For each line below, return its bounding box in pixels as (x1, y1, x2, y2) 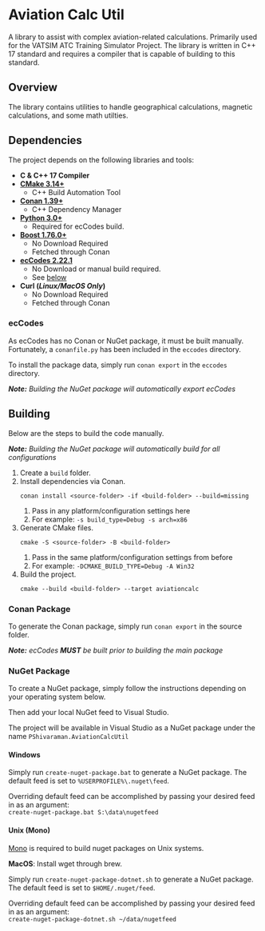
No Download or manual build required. (31, 264, 161, 274)
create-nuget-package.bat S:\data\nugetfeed (8, 809, 159, 817)
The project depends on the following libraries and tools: (8, 154, 194, 165)
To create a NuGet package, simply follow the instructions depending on (8, 684, 247, 693)
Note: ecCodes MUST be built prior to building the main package (8, 645, 223, 655)
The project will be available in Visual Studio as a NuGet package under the (8, 723, 255, 733)
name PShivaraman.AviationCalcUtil (8, 732, 129, 741)
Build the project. (19, 569, 77, 579)
